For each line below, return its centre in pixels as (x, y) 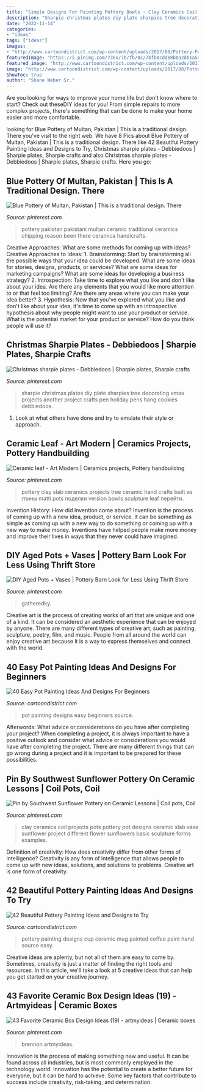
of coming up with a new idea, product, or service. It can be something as (99, 517)
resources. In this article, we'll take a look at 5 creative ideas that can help (99, 970)
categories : (21, 29)
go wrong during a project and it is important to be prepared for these (94, 753)
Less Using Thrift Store (51, 565)
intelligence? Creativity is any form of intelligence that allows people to (95, 858)
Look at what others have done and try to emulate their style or (94, 418)
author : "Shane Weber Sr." (41, 80)
